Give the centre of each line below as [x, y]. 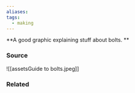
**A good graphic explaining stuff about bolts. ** [68, 40]
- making [23, 23]
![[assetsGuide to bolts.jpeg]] [43, 68]
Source [17, 56]
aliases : [17, 12]
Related [18, 84]
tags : [13, 17]
